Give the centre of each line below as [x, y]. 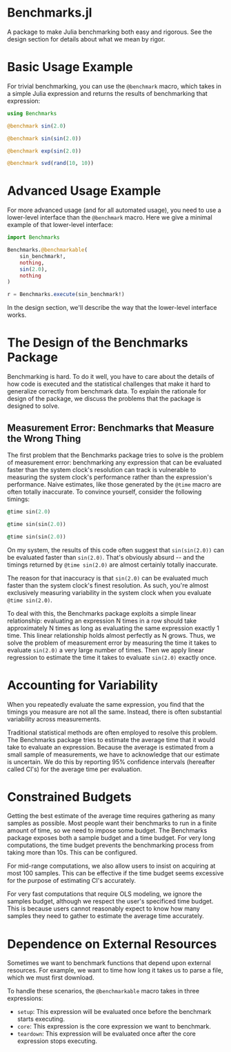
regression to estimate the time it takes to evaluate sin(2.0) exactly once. [112, 657]
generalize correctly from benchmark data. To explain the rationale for [107, 391]
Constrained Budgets [70, 797]
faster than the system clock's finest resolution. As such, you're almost [108, 585]
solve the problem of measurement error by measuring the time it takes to [112, 643]
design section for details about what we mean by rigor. [86, 39]
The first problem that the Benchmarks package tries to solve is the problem [115, 455]
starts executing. [41, 1019]
